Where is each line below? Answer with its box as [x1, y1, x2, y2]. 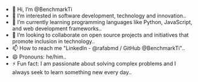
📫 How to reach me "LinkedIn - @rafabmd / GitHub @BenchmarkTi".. [11, 45, 185, 51]
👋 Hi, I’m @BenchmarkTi [11, 6, 72, 13]
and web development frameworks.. [11, 25, 102, 32]
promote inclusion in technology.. [11, 38, 95, 45]
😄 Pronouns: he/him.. [11, 53, 66, 60]
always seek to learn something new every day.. [11, 69, 132, 75]
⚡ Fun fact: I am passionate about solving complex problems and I [11, 60, 176, 67]
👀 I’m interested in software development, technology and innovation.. [11, 12, 187, 19]
